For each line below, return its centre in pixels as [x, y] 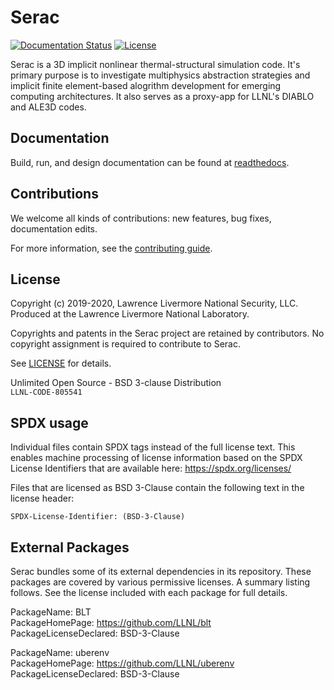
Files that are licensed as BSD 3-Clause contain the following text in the [157, 488]
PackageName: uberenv [60, 652]
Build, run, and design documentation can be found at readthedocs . [150, 162]
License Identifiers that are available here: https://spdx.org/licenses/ [151, 468]
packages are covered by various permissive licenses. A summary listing [160, 582]
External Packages [70, 547]
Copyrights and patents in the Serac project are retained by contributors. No [167, 333]
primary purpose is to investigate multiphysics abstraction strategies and [160, 75]
